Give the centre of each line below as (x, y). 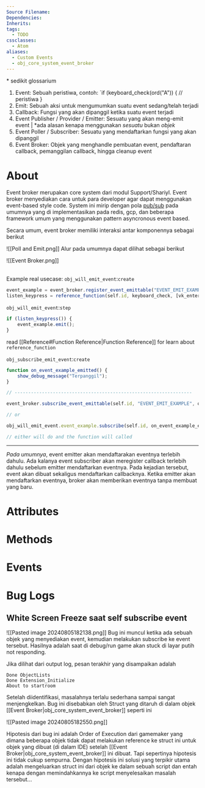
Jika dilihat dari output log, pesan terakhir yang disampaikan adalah (91, 664)
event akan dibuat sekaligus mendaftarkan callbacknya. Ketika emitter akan (101, 474)
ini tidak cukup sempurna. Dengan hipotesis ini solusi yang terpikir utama (98, 760)
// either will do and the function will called (69, 437)
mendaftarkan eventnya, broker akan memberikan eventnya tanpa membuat (102, 480)
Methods (30, 540)
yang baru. (20, 486)
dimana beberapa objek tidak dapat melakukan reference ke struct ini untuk (101, 740)
